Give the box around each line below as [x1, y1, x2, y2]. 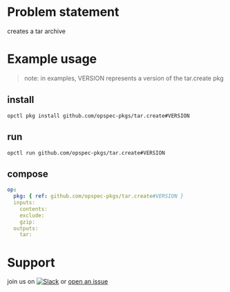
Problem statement [7, 4, 119, 20]
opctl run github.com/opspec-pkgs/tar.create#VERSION [7, 149, 166, 156]
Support [7, 255, 55, 270]
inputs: [13, 199, 36, 206]
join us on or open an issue [7, 278, 108, 286]
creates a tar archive [7, 27, 66, 35]
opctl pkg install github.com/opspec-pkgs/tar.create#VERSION [7, 112, 190, 119]
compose [7, 168, 48, 179]
